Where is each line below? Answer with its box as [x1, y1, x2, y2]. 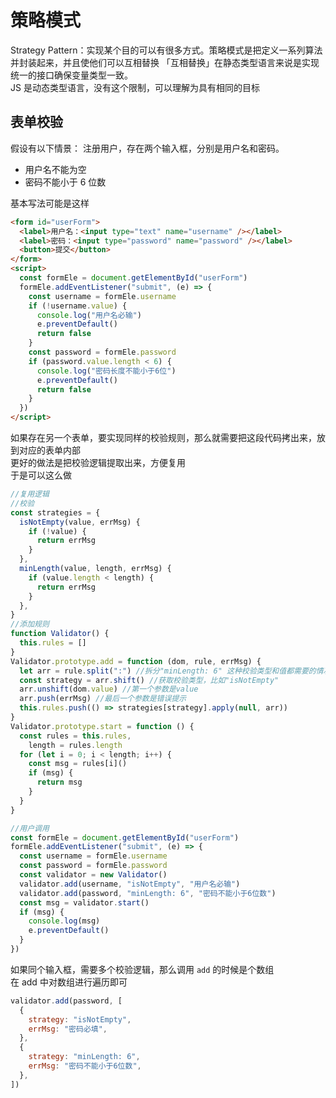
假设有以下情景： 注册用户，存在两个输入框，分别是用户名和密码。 [10, 142, 285, 154]
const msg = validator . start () [19, 897, 150, 908]
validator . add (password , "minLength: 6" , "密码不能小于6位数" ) [19, 888, 277, 898]
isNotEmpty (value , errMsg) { [19, 517, 141, 527]
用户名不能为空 [24, 163, 87, 175]
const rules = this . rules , [19, 731, 132, 741]
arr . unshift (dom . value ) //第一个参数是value [19, 684, 199, 695]
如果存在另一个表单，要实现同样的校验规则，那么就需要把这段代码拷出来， [10, 432, 317, 443]
